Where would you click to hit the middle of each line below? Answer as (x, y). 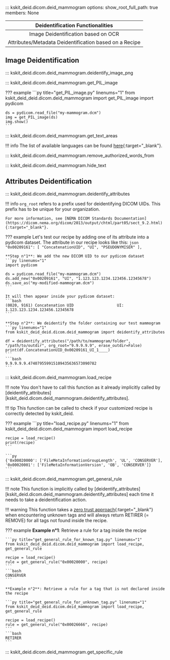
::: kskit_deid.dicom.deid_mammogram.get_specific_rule (64, 652)
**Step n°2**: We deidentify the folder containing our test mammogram (83, 323)
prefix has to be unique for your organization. (53, 209)
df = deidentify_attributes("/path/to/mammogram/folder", (68, 341)
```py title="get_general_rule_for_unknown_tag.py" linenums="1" (76, 602)
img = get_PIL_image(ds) (32, 117)
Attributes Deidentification (49, 182)
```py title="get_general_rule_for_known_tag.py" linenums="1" (74, 539)
